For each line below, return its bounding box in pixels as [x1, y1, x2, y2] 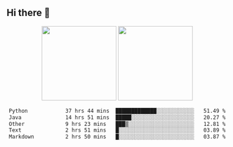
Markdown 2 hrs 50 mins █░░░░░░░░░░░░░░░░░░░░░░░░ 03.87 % [8, 134, 226, 141]
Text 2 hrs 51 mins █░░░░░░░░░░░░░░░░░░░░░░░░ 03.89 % [8, 127, 226, 134]
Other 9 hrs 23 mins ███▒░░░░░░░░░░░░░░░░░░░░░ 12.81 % [8, 120, 226, 127]
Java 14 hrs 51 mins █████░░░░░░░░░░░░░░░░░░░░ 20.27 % [8, 113, 226, 121]
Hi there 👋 [6, 7, 51, 19]
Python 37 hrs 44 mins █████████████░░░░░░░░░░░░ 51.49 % [8, 107, 226, 114]
